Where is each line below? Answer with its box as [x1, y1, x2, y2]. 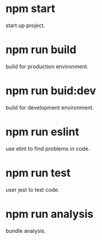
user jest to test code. [5, 186, 59, 193]
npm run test [5, 166, 71, 180]
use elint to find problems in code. [5, 145, 91, 152]
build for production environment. [5, 63, 89, 70]
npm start [5, 2, 55, 16]
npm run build [5, 43, 77, 57]
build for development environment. [5, 104, 94, 111]
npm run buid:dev [5, 84, 97, 98]
